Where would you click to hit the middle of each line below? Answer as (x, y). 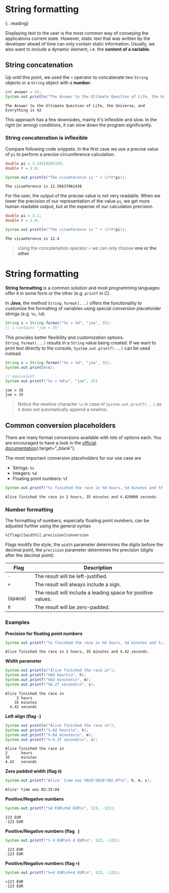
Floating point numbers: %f (40, 479)
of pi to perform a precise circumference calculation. (60, 154)
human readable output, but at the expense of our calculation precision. (79, 207)
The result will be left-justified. (71, 576)
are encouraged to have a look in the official (51, 443)
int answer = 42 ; (23, 92)
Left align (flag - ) (23, 716)
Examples (18, 622)
